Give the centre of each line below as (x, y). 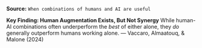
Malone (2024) (25, 39)
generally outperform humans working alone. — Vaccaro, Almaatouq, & (96, 33)
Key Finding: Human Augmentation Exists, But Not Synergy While (91, 20)
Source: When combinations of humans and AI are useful (78, 9)
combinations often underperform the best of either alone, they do (96, 27)
